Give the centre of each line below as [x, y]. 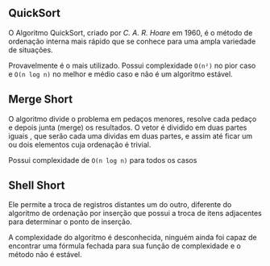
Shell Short [37, 186]
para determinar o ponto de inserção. [71, 222]
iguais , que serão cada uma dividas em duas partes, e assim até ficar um [130, 135]
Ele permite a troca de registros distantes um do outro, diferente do [120, 205]
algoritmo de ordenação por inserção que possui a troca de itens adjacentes [135, 214]
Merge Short [41, 100]
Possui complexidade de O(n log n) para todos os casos [103, 160]
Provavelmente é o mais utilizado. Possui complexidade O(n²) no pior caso [132, 65]
